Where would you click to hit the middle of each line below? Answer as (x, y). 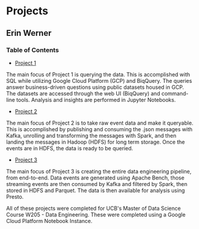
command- (175, 93)
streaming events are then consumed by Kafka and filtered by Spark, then (97, 184)
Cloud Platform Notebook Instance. (49, 221)
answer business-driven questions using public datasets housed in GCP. (95, 87)
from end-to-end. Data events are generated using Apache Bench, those (95, 178)
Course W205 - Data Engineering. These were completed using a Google (96, 214)
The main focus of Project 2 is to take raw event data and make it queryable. (100, 123)
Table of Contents (33, 50)
